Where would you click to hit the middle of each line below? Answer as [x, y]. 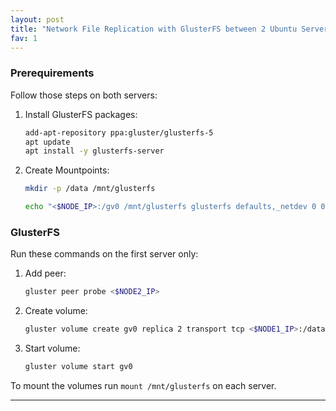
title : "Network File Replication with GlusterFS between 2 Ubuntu [154, 29]
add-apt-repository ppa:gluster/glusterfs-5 [119, 132]
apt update [47, 142]
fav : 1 [24, 38]
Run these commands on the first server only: [104, 254]
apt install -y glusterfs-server [94, 151]
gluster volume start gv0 [78, 367]
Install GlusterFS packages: [81, 114]
